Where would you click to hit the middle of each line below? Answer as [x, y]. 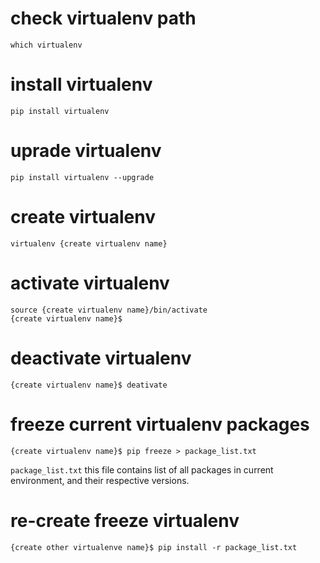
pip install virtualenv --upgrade [82, 177]
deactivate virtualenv [101, 358]
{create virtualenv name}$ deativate [89, 385]
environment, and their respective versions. [100, 480]
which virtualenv [46, 45]
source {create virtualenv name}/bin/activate [109, 310]
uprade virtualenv [86, 151]
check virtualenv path [103, 18]
